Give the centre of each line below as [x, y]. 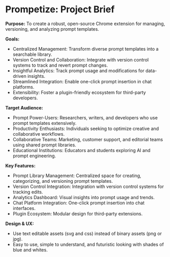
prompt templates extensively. [45, 123]
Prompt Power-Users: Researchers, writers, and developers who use [85, 117]
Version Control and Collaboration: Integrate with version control [81, 59]
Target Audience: [24, 108]
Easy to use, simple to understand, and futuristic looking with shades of [88, 244]
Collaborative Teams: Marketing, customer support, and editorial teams [88, 139]
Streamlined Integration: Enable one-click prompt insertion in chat [82, 81]
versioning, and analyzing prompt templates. [52, 29]
